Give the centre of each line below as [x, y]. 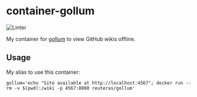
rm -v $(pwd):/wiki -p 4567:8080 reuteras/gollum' [71, 88]
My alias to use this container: [43, 72]
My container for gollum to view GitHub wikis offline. [71, 39]
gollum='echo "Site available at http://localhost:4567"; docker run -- [99, 83]
